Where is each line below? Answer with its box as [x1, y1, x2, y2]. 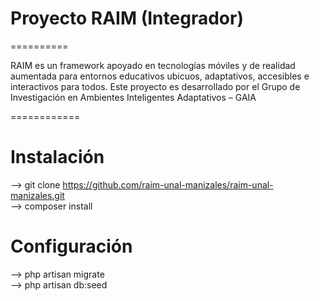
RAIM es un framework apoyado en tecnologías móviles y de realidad [10, 59, 296, 71]
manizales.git [10, 189, 65, 201]
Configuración [10, 235, 133, 258]
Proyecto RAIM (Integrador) [10, 7, 244, 30]
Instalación [10, 146, 105, 169]
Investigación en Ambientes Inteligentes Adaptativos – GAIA [10, 91, 257, 103]
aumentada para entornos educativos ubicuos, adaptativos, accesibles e [10, 70, 310, 82]
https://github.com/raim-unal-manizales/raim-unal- [62, 178, 274, 191]
